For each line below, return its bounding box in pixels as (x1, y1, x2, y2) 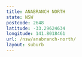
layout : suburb (6, 42, 44, 48)
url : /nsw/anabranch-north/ (6, 36, 77, 42)
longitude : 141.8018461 (6, 31, 66, 37)
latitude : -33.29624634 (6, 25, 66, 31)
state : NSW (6, 14, 34, 20)
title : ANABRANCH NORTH (6, 8, 66, 15)
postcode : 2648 (6, 20, 44, 26)
